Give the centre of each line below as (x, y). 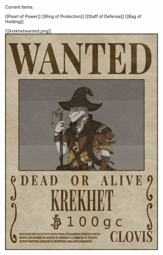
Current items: (19, 7)
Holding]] (15, 22)
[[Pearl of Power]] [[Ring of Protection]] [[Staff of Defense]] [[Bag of (73, 16)
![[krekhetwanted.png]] (28, 31)
